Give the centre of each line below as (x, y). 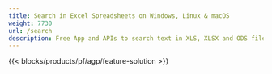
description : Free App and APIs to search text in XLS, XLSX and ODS (128, 38)
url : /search (30, 31)
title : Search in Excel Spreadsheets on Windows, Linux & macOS (119, 16)
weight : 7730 (30, 23)
